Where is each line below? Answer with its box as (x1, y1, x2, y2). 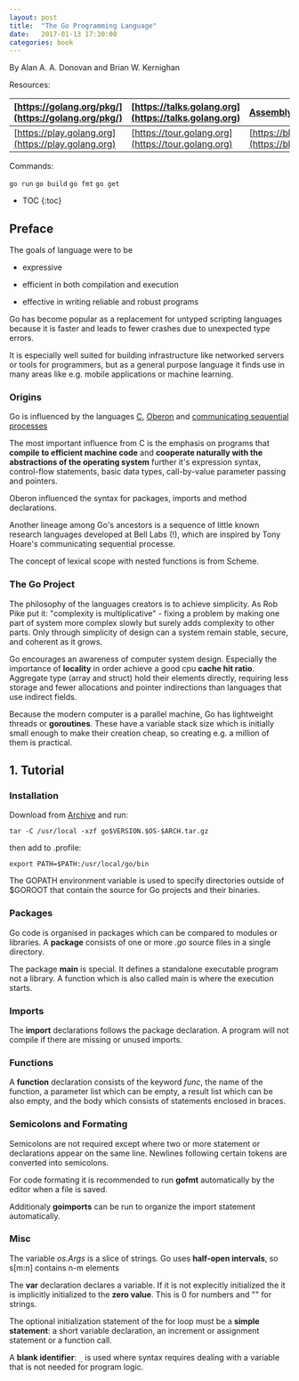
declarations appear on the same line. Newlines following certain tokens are (9, 1148, 287, 1158)
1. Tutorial (9, 763, 65, 778)
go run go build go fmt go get (9, 180, 120, 189)
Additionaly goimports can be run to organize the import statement (9, 1201, 256, 1212)
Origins (9, 391, 42, 403)
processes (9, 420, 48, 432)
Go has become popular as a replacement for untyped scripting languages (9, 313, 283, 325)
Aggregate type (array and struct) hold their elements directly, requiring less (9, 672, 289, 683)
